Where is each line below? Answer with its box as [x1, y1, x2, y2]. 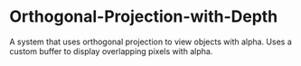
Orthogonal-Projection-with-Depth [9, 6, 278, 27]
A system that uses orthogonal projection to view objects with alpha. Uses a [9, 36, 292, 47]
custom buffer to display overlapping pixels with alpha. [9, 45, 213, 56]
